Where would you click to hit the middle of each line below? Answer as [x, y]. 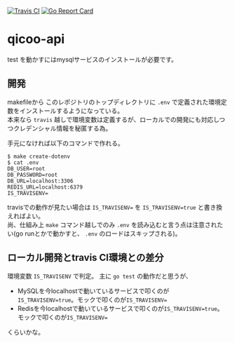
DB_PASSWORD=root [33, 175]
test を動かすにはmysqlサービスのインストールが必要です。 [92, 59]
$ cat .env [23, 162]
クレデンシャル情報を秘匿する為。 [62, 128]
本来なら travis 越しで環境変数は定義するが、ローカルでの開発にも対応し [113, 119]
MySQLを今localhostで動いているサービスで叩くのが [93, 290]
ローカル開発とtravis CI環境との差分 [86, 258]
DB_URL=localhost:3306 [40, 181]
